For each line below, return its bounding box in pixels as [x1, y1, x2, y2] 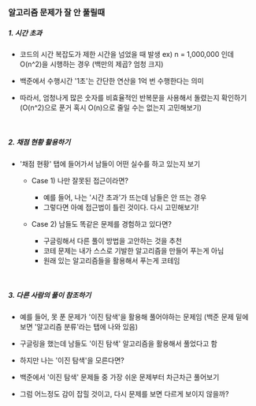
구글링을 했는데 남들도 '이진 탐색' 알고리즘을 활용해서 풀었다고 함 [19, 338, 218, 348]
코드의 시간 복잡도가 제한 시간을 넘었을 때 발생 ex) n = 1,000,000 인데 [19, 49, 235, 58]
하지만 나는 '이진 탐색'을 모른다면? [19, 355, 124, 365]
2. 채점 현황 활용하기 [8, 137, 71, 147]
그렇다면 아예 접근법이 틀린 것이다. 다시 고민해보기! [43, 202, 199, 212]
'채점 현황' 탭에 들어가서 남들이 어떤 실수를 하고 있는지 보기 [19, 159, 201, 168]
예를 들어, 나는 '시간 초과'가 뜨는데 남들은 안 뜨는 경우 [43, 192, 207, 202]
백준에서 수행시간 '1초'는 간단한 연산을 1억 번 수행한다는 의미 [19, 76, 205, 85]
